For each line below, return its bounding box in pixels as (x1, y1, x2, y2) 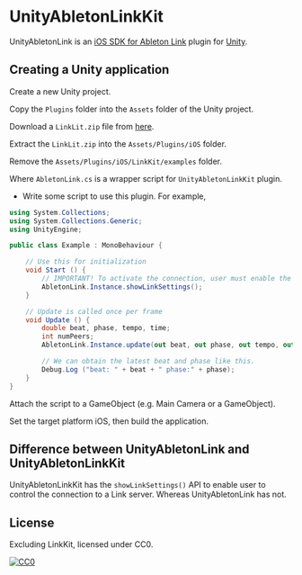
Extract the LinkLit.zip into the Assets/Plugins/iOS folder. (9, 138, 227, 149)
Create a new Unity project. (9, 85, 111, 96)
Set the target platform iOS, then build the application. (9, 416, 209, 427)
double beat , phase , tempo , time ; (41, 324, 171, 333)
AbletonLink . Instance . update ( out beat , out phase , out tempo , (41, 340, 280, 350)
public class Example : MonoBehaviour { (9, 241, 164, 250)
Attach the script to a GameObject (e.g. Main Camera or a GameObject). (9, 398, 276, 409)
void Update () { (25, 315, 91, 325)
